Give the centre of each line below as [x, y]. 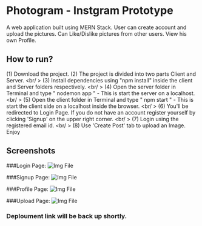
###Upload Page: [28, 201]
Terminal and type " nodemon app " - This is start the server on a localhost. [101, 93]
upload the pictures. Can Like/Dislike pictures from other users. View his [96, 33]
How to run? [30, 59]
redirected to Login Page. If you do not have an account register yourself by [101, 112]
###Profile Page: [27, 189]
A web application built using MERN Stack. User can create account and [96, 27]
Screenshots [31, 151]
